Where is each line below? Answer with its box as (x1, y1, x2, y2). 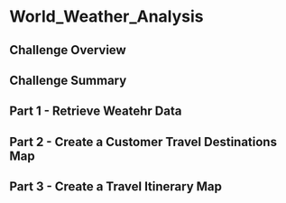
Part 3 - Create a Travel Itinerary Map (9, 179, 223, 195)
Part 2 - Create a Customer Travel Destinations (9, 134, 278, 150)
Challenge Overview (9, 42, 126, 58)
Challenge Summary (9, 72, 127, 88)
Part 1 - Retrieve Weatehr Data (9, 104, 182, 119)
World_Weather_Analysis (9, 6, 205, 27)
